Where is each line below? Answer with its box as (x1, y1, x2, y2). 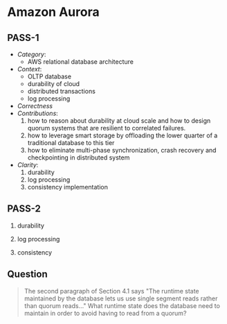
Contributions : (17, 109, 59, 117)
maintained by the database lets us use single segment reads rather (24, 294, 218, 302)
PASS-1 (7, 32, 39, 44)
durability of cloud (27, 80, 80, 87)
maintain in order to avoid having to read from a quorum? (24, 309, 187, 317)
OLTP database (27, 72, 71, 80)
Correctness (17, 102, 53, 110)
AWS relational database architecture (27, 58, 134, 66)
